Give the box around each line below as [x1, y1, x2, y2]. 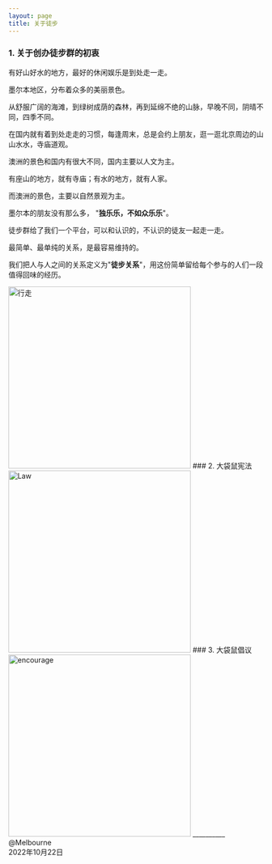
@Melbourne [8, 837, 52, 847]
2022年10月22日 [8, 847, 64, 857]
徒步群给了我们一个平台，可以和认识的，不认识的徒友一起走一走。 [8, 225, 228, 235]
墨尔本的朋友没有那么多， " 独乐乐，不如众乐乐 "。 [8, 208, 173, 218]
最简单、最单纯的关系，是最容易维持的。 [8, 242, 143, 252]
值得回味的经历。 [8, 269, 66, 279]
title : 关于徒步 [8, 19, 58, 28]
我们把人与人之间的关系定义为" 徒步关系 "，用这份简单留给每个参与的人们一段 [8, 260, 264, 269]
